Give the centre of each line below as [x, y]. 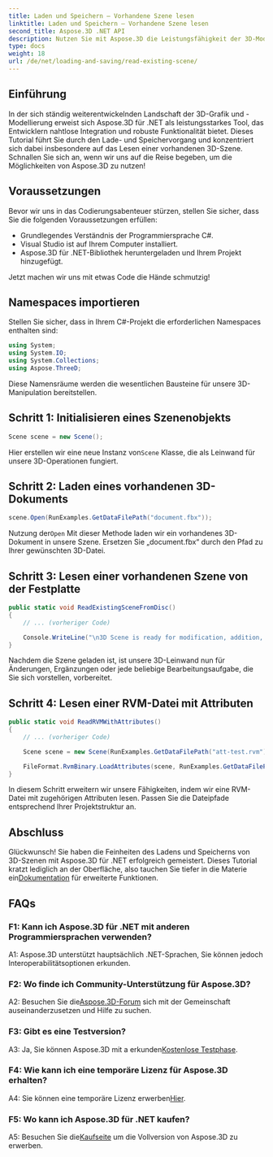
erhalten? [28, 1081]
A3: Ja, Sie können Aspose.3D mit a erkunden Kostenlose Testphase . [123, 1049]
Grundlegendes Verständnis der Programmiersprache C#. [117, 235]
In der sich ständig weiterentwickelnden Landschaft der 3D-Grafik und [126, 114]
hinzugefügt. [41, 261]
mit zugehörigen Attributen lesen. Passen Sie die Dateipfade [128, 798]
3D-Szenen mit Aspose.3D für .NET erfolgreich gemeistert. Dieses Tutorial [133, 861]
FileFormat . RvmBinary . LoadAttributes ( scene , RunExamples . [123, 766]
